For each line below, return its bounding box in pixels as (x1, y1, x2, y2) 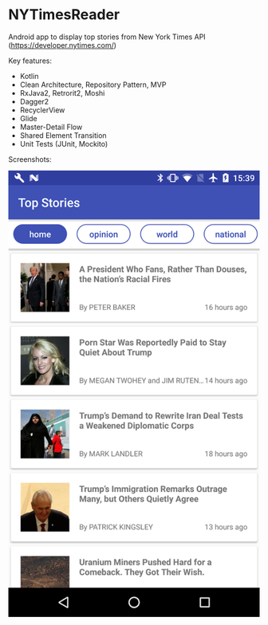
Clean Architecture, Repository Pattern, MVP (19, 80, 167, 89)
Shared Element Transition (19, 130, 107, 140)
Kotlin (19, 71, 39, 81)
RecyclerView (19, 105, 65, 115)
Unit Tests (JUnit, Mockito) (19, 139, 108, 148)
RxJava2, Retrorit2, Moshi (19, 88, 105, 97)
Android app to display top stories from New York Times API (8, 32, 206, 41)
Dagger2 (19, 96, 49, 106)
